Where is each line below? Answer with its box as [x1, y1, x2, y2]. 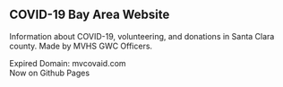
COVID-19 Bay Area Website [9, 7, 170, 22]
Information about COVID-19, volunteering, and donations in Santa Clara [9, 30, 275, 41]
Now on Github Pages [9, 67, 90, 78]
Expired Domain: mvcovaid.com [9, 57, 127, 68]
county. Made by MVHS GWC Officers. [9, 40, 153, 51]
